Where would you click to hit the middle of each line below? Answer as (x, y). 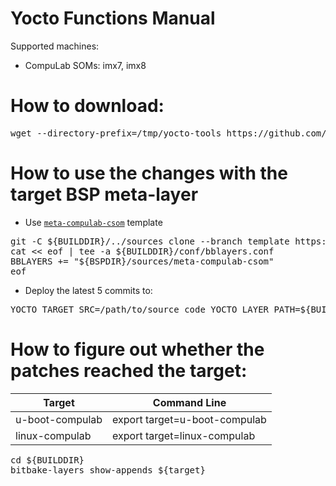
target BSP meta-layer (104, 194)
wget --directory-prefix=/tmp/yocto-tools (116, 133)
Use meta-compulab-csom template (93, 222)
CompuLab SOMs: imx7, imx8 (85, 65)
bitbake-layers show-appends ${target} (108, 470)
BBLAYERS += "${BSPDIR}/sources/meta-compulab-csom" (142, 261)
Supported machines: (55, 46)
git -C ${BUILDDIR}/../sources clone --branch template (150, 241)
